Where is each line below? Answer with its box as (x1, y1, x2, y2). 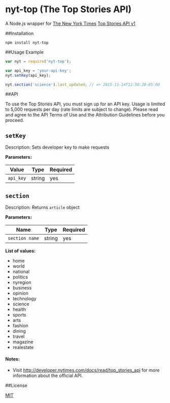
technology (12, 296, 37, 302)
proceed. (5, 117, 24, 123)
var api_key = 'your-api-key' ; (5, 68, 72, 73)
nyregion (12, 279, 31, 285)
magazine (12, 339, 33, 345)
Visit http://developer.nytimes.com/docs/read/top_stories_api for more (12, 367, 160, 373)
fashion (12, 323, 29, 329)
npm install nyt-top (5, 40, 49, 45)
